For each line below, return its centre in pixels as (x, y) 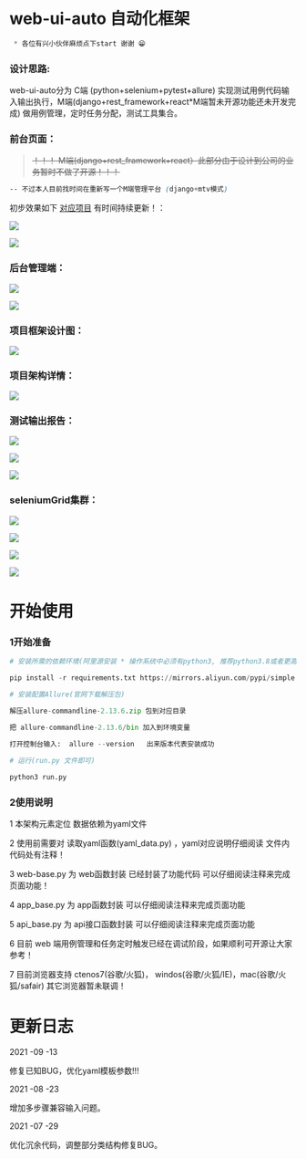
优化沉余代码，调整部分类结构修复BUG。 (86, 1145)
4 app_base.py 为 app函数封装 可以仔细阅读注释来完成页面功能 (127, 905)
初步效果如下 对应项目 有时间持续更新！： (87, 208)
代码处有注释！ (37, 855)
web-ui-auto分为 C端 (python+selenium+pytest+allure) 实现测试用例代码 (146, 90)
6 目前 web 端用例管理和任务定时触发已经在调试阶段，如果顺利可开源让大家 (151, 944)
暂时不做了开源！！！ (80, 172)
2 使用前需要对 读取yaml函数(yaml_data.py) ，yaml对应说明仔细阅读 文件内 (149, 843)
